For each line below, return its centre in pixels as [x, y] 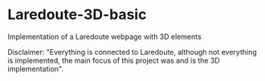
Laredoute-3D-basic [77, 15]
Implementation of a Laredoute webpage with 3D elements [104, 37]
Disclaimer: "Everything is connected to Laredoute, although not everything [132, 52]
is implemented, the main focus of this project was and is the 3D [114, 60]
